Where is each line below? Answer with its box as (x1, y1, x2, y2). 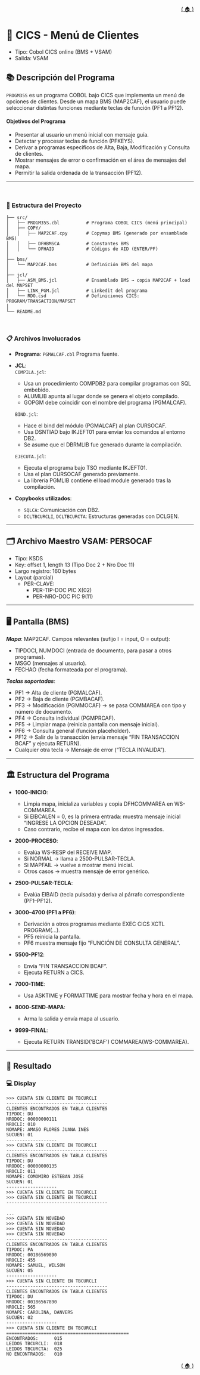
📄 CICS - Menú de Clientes (6, 29, 139, 42)
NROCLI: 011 (6, 1168, 36, 1174)
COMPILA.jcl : (14, 368, 46, 375)
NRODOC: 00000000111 (6, 1116, 58, 1122)
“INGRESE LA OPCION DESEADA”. (23, 819, 107, 826)
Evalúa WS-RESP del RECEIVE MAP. (23, 849, 112, 856)
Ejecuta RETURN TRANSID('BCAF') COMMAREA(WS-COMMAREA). (23, 1038, 189, 1045)
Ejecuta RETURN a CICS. (23, 969, 85, 976)
